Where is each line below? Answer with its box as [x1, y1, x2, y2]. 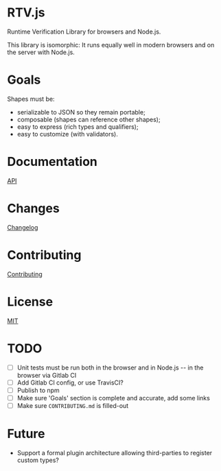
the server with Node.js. [7, 48, 75, 56]
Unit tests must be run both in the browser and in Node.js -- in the [16, 363, 204, 372]
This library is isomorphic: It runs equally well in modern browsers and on [7, 40, 215, 49]
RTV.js [7, 5, 45, 21]
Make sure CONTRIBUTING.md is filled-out [16, 401, 129, 409]
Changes [7, 201, 60, 216]
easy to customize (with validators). [16, 130, 118, 138]
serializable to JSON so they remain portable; [16, 108, 146, 116]
